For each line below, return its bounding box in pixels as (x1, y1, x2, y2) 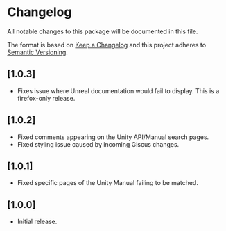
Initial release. (17, 217, 58, 226)
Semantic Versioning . (7, 48, 68, 56)
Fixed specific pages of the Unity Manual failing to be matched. (17, 179, 199, 187)
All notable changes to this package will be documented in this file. (7, 27, 198, 35)
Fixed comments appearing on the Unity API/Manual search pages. (17, 133, 209, 141)
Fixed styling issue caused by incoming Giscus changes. (17, 140, 180, 148)
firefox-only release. (17, 94, 76, 102)
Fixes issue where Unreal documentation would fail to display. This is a (17, 86, 220, 95)
